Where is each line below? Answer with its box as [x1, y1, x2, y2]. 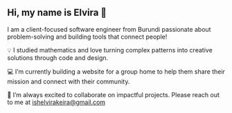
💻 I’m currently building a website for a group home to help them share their [7, 67, 225, 76]
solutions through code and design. [7, 53, 109, 62]
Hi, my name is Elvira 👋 [7, 7, 107, 19]
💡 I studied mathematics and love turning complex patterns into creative [7, 45, 213, 54]
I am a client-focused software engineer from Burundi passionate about [7, 25, 211, 33]
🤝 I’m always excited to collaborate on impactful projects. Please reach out [7, 90, 220, 99]
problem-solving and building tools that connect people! [7, 32, 168, 41]
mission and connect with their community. [7, 77, 130, 85]
